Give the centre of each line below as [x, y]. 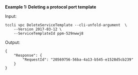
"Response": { [28, 55]
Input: [11, 16]
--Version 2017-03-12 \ [38, 29]
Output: [13, 42]
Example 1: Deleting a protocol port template [51, 7]
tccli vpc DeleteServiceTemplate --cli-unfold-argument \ [66, 25]
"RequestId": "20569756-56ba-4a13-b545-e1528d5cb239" [78, 60]
